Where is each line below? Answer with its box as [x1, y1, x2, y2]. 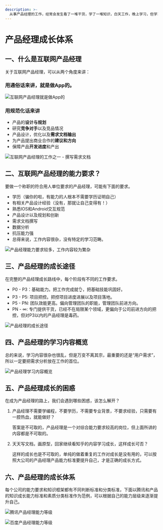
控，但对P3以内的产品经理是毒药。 [12, 312, 81, 318]
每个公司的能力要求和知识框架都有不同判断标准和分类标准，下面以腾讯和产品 [5, 487, 158, 493]
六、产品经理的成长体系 [5, 473, 75, 481]
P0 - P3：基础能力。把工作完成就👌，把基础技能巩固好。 [12, 286, 125, 292]
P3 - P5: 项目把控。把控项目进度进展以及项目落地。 [12, 294, 115, 300]
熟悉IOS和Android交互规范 [12, 206, 65, 212]
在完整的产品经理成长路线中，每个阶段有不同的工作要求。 [5, 276, 120, 282]
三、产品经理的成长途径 [5, 262, 75, 270]
